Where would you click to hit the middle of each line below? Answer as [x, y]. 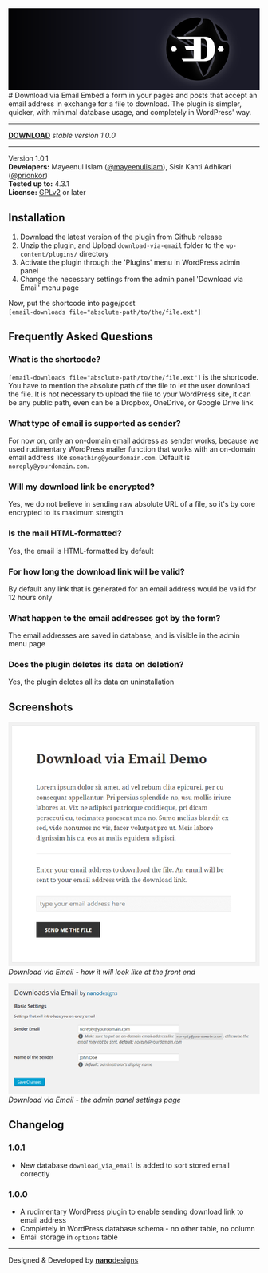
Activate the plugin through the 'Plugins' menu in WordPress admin [130, 262]
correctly [35, 1173]
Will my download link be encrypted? [82, 487]
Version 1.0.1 [29, 158]
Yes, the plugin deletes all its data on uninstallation [91, 682]
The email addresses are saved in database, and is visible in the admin [124, 635]
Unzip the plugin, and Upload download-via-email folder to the [122, 245]
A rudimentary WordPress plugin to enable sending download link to [132, 1211]
